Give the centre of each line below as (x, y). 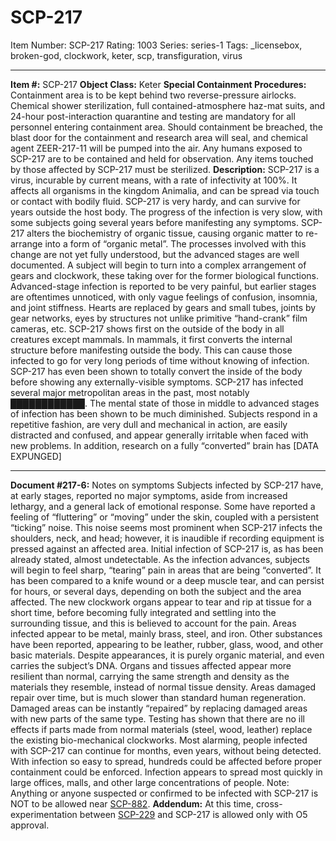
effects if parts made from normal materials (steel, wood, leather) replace (161, 729)
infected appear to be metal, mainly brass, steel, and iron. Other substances (166, 633)
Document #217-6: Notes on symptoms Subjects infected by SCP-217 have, (167, 485)
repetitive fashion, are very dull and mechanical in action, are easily (149, 424)
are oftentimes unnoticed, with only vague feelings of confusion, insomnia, (164, 297)
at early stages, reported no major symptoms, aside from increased (149, 495)
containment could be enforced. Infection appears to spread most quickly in (166, 772)
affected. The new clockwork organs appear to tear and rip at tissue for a (161, 602)
